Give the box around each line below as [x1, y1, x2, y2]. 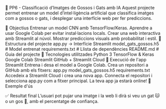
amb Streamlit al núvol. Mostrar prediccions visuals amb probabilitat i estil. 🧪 [5, 35, 162, 41]
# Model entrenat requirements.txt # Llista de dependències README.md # [5, 46, 159, 52]
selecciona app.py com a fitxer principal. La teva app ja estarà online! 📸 [5, 78, 152, 84]
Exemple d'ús [5, 83, 33, 89]
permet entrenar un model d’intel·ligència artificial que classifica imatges [5, 10, 154, 16]
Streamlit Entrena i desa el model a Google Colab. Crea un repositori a [5, 62, 149, 68]
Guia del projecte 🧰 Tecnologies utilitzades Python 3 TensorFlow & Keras [5, 51, 154, 57]
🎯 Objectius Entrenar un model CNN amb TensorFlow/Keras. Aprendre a [5, 25, 153, 31]
